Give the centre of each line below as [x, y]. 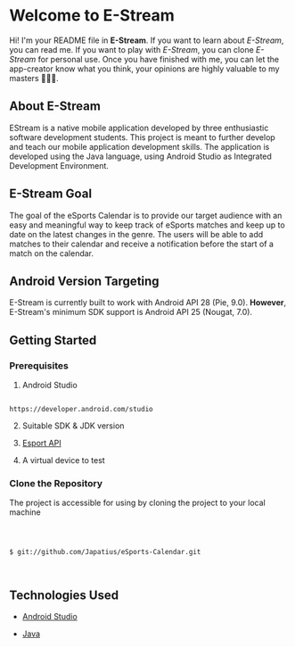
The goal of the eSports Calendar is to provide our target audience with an [146, 215]
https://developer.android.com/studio [81, 410]
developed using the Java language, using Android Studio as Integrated [140, 156]
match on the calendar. [52, 253]
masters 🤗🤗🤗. [34, 78]
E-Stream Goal [50, 194]
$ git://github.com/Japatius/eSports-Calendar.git [105, 552]
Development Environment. [59, 165]
